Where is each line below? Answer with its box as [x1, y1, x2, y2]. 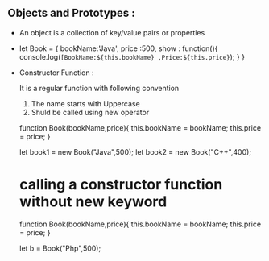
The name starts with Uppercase [31, 98, 140, 108]
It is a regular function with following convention [19, 83, 180, 93]
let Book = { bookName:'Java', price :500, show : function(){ [19, 43, 218, 53]
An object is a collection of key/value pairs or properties [19, 27, 205, 37]
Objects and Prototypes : [7, 6, 135, 20]
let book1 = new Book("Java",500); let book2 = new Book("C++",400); [19, 147, 251, 156]
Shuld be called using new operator [31, 107, 150, 117]
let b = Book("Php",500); [19, 243, 101, 253]
